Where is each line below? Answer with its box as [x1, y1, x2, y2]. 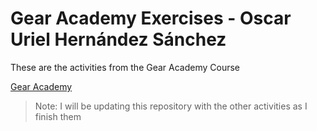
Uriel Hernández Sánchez [10, 28, 227, 51]
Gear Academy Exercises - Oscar [10, 7, 292, 30]
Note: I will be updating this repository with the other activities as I [34, 100, 308, 112]
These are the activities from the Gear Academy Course [10, 61, 241, 73]
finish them [34, 110, 82, 122]
